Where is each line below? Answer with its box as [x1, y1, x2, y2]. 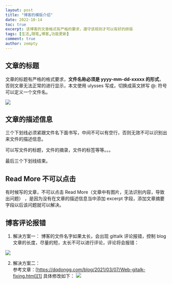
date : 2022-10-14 [5, 17, 43, 22]
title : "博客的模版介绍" [5, 12, 53, 17]
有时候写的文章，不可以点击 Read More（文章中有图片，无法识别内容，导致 [5, 189, 165, 196]
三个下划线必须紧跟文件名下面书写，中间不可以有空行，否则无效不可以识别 [5, 130, 163, 136]
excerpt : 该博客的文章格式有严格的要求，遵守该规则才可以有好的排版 [5, 27, 133, 32]
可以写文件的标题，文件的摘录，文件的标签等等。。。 [5, 147, 113, 153]
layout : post [5, 7, 33, 13]
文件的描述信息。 [9, 136, 46, 142]
